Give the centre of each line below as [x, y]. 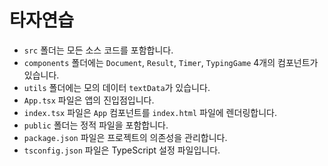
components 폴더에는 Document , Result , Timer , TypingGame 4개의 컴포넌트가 [171, 62]
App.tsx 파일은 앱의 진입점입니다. [89, 100]
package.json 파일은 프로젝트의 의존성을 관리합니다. [125, 137]
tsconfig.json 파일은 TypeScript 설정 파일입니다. [122, 150]
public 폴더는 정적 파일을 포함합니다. [96, 125]
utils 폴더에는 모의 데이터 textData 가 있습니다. [117, 87]
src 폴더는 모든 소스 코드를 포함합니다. [98, 50]
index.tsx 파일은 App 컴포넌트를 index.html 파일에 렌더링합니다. [150, 112]
